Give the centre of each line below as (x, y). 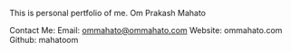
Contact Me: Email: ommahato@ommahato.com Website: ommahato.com (146, 30)
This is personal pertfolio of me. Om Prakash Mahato (108, 13)
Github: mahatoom (44, 40)
